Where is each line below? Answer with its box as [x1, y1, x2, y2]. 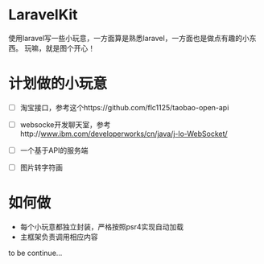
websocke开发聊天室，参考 [19, 119, 111, 130]
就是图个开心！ [45, 43, 95, 53]
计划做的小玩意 [8, 75, 108, 93]
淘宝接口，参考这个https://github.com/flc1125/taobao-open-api [19, 102, 229, 112]
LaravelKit [8, 6, 78, 24]
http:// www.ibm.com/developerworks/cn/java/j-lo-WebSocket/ [19, 129, 228, 138]
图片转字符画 [19, 163, 63, 172]
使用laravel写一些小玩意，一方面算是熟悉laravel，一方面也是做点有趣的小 [8, 33, 250, 43]
